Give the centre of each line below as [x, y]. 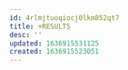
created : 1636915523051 [54, 52]
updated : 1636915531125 [54, 43]
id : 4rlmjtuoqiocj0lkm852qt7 [64, 18]
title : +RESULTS [40, 26]
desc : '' [26, 35]
